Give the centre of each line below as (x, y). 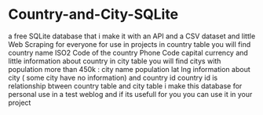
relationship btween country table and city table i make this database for (125, 86)
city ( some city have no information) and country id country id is (113, 77)
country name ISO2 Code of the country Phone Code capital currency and (128, 52)
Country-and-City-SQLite (93, 14)
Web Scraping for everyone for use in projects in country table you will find (130, 44)
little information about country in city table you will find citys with (115, 61)
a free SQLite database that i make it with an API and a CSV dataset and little (132, 36)
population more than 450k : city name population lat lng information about (129, 69)
